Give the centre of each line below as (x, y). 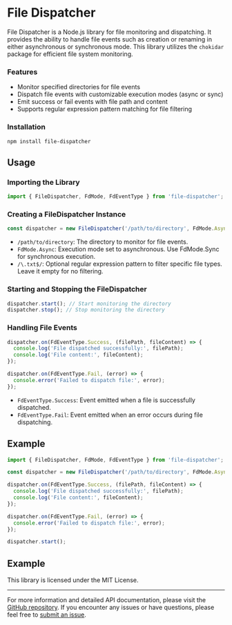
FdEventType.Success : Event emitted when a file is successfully (106, 400)
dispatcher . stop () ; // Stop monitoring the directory (86, 310)
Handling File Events (42, 328)
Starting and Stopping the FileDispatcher (77, 289)
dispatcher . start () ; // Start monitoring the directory (89, 304)
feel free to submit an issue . (47, 615)
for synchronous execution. (56, 257)
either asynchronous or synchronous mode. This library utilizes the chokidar (116, 46)
